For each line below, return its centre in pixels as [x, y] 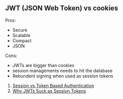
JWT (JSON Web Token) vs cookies [62, 8]
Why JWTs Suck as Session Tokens [49, 91]
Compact [22, 40]
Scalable [21, 35]
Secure [20, 30]
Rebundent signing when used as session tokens [63, 76]
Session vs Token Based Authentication [53, 85]
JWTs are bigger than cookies [43, 65]
